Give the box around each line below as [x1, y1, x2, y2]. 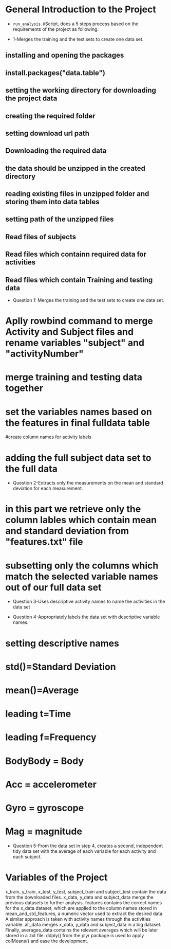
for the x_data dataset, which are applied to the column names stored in [5, 905, 157, 911]
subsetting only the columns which [5, 560, 159, 571]
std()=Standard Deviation [5, 661, 117, 672]
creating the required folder [5, 112, 96, 120]
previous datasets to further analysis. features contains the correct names [5, 899, 162, 906]
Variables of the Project [5, 872, 108, 883]
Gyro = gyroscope [5, 802, 84, 814]
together [5, 382, 44, 394]
